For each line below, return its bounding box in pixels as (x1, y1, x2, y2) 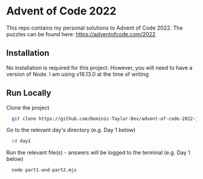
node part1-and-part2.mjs (11, 167, 77, 173)
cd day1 (11, 138, 31, 144)
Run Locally (6, 88, 51, 98)
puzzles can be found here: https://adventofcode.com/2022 (6, 30, 156, 37)
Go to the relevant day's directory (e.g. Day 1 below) (6, 127, 136, 134)
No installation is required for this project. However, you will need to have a (6, 64, 193, 71)
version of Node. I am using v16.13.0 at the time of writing (6, 71, 149, 78)
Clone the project (6, 104, 50, 111)
